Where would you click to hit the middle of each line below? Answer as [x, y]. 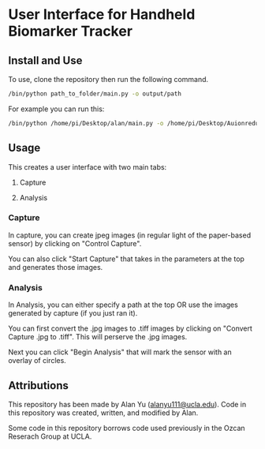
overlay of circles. [37, 361]
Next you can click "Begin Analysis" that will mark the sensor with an [120, 352]
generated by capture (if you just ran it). [73, 313]
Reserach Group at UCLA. [50, 436]
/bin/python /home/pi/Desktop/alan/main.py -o [86, 123]
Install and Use [45, 60]
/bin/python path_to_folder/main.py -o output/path [95, 94]
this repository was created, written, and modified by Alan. [103, 413]
